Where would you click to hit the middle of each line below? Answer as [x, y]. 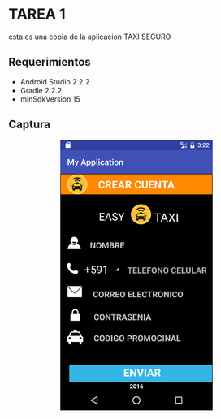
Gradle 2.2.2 [41, 90]
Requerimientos [50, 62]
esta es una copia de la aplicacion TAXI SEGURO [90, 37]
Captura [30, 125]
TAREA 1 [37, 14]
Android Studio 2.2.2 [55, 81]
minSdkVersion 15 [50, 99]
